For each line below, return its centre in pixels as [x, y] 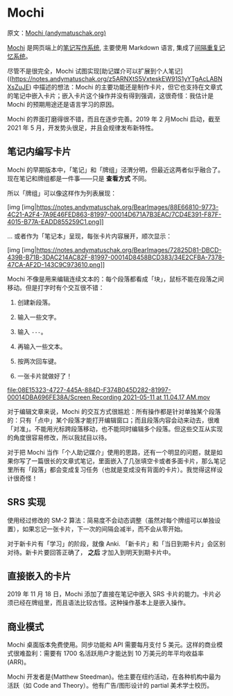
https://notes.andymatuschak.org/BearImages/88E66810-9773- [128, 207]
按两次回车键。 [38, 361]
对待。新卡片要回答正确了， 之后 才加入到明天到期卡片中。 [91, 552]
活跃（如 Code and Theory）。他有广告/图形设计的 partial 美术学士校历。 [110, 686]
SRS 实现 [27, 502]
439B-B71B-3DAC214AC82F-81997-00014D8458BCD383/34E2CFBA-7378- [116, 257]
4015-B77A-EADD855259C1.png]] [55, 221]
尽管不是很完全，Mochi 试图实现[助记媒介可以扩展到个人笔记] [95, 71]
